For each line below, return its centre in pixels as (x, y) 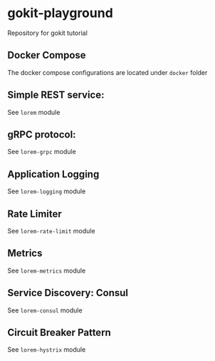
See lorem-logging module (47, 191)
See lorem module (34, 112)
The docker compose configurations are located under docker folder (107, 72)
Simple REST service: (56, 95)
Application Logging (53, 174)
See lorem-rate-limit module (51, 231)
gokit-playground (61, 13)
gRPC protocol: (42, 134)
